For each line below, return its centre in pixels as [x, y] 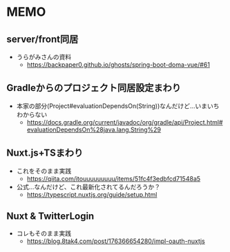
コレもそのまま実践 [44, 233]
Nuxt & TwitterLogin [50, 217]
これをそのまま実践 [44, 171]
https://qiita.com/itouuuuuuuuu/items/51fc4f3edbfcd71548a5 [114, 178]
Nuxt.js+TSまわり [45, 153]
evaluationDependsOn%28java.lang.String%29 [94, 129]
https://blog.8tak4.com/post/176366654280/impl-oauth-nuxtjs [116, 241]
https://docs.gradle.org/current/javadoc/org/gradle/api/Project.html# [125, 122]
